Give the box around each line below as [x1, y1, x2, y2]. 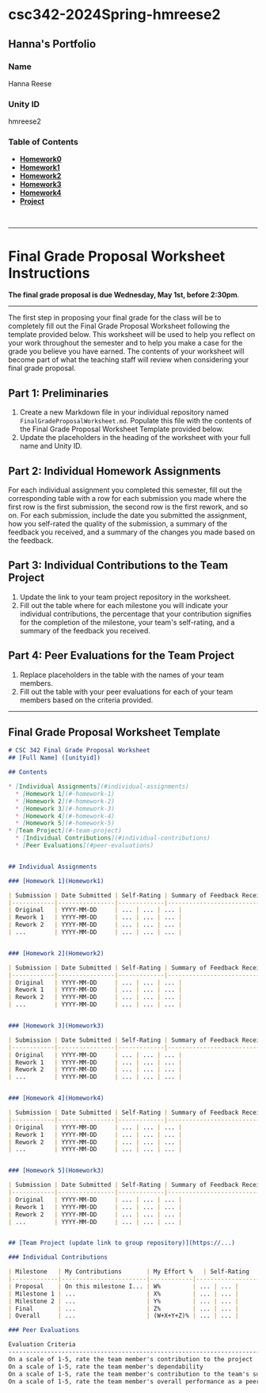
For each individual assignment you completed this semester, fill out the [8, 485, 243, 495]
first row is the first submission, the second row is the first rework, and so [8, 502, 249, 512]
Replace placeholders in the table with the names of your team [19, 670, 224, 679]
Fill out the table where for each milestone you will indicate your [19, 600, 228, 610]
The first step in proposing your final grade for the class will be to [8, 313, 222, 323]
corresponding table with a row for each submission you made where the [8, 494, 247, 503]
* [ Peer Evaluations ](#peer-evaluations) [15, 842, 154, 850]
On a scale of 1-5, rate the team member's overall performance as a [8, 1377, 243, 1385]
